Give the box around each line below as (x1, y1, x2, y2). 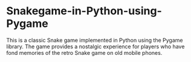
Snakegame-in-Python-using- (6, 4, 162, 18)
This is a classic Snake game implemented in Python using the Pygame (6, 36, 183, 44)
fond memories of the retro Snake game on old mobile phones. (6, 49, 163, 56)
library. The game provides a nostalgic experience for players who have (6, 43, 185, 50)
